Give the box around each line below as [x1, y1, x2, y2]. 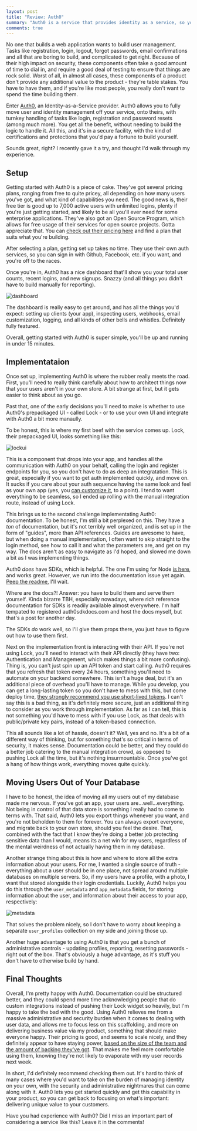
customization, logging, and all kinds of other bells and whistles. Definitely [6, 316, 186, 323]
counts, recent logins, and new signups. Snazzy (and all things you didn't [6, 275, 183, 282]
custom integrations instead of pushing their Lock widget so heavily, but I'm [6, 1002, 189, 1009]
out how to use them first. [6, 632, 69, 639]
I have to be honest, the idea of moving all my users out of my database [6, 793, 179, 800]
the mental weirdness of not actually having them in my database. [6, 843, 165, 850]
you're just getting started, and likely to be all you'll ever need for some [6, 209, 178, 216]
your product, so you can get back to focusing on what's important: [6, 1095, 169, 1102]
